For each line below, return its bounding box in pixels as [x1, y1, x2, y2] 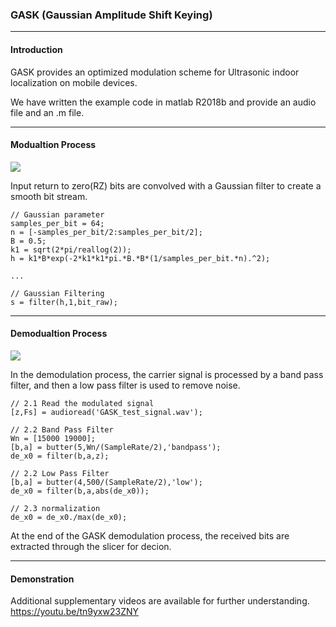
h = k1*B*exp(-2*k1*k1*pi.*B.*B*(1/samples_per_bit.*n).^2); [10, 253, 271, 263]
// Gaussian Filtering [10, 288, 105, 298]
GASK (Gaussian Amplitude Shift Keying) [10, 8, 213, 22]
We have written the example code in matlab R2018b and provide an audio [10, 96, 317, 108]
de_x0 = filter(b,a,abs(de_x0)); [10, 486, 150, 496]
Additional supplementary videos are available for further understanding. [10, 595, 310, 607]
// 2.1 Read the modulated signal [10, 398, 155, 408]
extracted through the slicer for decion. [10, 540, 172, 552]
